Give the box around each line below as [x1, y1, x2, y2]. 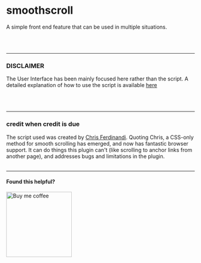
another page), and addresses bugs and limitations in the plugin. [6, 153, 165, 160]
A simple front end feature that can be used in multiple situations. [6, 23, 167, 30]
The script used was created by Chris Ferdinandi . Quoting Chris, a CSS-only [6, 134, 194, 141]
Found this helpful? [6, 178, 56, 185]
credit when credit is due [6, 120, 80, 128]
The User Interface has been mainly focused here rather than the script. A [6, 75, 188, 82]
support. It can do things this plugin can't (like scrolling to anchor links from [6, 146, 193, 153]
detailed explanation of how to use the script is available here [6, 82, 157, 89]
